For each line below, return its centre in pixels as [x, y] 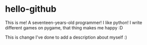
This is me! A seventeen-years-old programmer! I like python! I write [74, 22]
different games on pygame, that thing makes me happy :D [64, 27]
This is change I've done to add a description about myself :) [66, 37]
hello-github [31, 9]
